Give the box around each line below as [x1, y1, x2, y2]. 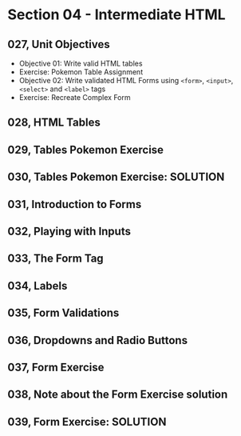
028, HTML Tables [7, 116, 101, 130]
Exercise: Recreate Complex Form [18, 93, 131, 102]
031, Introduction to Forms [7, 198, 142, 211]
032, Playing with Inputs [7, 224, 131, 238]
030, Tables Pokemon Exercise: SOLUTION [7, 170, 225, 184]
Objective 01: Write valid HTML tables [18, 58, 143, 68]
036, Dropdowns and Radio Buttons [7, 334, 188, 347]
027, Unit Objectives [7, 38, 110, 51]
